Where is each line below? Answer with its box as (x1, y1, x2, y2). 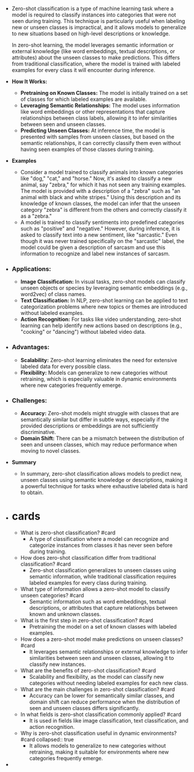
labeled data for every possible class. (20, 363, 112, 370)
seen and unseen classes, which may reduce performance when (20, 441, 178, 448)
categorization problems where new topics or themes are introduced (20, 303, 187, 310)
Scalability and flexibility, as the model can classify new (29, 673, 165, 680)
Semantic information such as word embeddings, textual (29, 598, 166, 605)
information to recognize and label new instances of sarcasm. (20, 250, 170, 257)
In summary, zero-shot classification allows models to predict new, (20, 470, 182, 477)
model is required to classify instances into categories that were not (11, 11, 176, 18)
